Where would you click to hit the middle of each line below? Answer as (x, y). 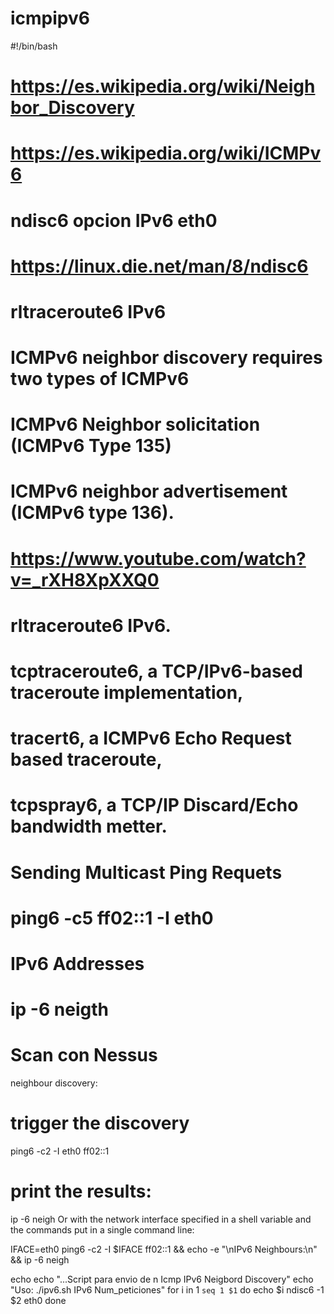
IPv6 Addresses (77, 963)
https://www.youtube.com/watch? (158, 558)
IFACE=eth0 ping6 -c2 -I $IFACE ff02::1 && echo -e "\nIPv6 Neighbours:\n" (164, 1249)
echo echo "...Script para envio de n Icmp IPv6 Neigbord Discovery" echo (162, 1279)
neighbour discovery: (54, 1083)
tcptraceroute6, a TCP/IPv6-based (156, 671)
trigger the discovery (100, 1123)
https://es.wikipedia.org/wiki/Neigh (163, 86)
